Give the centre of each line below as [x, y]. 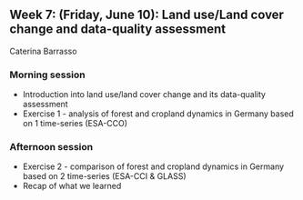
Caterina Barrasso [43, 51]
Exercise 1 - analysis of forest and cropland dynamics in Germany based [158, 114]
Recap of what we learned [72, 186]
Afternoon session [51, 147]
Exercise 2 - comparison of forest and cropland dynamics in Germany [153, 166]
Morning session [47, 75]
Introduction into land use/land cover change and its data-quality [144, 95]
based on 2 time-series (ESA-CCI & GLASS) [104, 176]
